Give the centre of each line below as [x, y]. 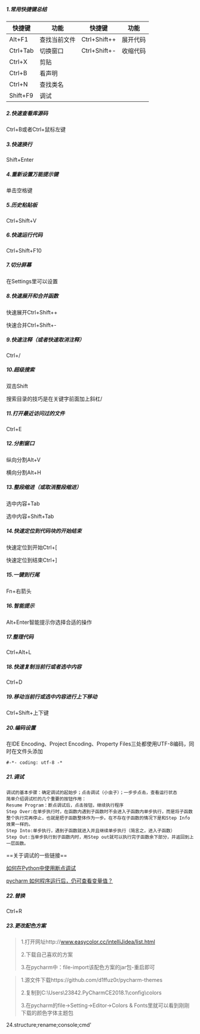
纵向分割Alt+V [23, 460]
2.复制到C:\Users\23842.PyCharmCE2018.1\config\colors [91, 993]
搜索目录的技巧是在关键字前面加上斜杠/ [54, 399]
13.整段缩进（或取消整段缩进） [44, 487]
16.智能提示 [20, 606]
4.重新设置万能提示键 [32, 174]
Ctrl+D [14, 682]
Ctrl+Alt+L [19, 652]
